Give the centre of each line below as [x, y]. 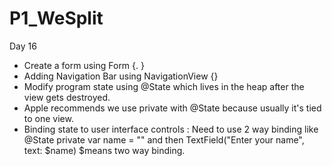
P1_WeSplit [56, 18]
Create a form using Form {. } [84, 65]
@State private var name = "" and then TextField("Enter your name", [164, 139]
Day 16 [23, 46]
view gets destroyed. [67, 97]
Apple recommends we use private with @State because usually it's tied [172, 108]
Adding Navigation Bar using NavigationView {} [121, 76]
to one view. [48, 118]
